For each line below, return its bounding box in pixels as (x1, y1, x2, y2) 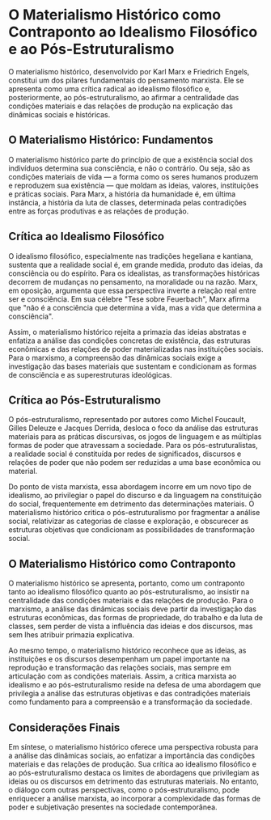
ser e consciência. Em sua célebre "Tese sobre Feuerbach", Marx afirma (8, 294, 250, 304)
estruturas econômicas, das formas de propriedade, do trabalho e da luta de (8, 613, 263, 623)
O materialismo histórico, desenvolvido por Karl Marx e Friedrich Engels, (8, 66, 250, 76)
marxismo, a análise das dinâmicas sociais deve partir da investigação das (8, 604, 257, 614)
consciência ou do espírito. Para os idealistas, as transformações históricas (8, 268, 260, 278)
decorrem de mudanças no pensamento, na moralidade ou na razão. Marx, (8, 277, 258, 286)
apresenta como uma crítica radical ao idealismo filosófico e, (8, 83, 212, 94)
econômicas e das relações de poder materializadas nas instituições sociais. (8, 344, 264, 353)
